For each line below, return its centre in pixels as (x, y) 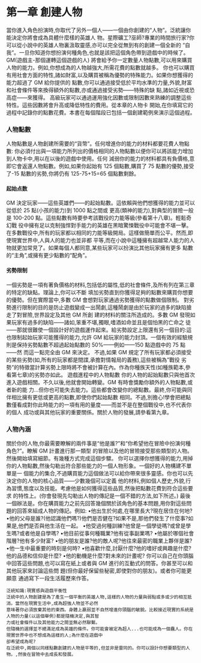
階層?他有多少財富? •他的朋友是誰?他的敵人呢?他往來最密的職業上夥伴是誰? (99, 541)
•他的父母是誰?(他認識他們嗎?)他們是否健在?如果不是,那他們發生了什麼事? (97, 518)
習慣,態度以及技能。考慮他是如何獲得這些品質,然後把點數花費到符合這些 (100, 488)
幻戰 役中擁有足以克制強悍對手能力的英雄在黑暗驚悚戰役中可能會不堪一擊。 (99, 225)
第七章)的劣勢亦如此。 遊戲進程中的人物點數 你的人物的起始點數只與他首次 (103, 375)
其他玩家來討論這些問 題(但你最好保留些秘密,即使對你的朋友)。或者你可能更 (99, 571)
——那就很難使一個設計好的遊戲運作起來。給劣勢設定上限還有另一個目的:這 (99, 330)
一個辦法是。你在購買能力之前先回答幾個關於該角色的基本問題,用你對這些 (97, 503)
